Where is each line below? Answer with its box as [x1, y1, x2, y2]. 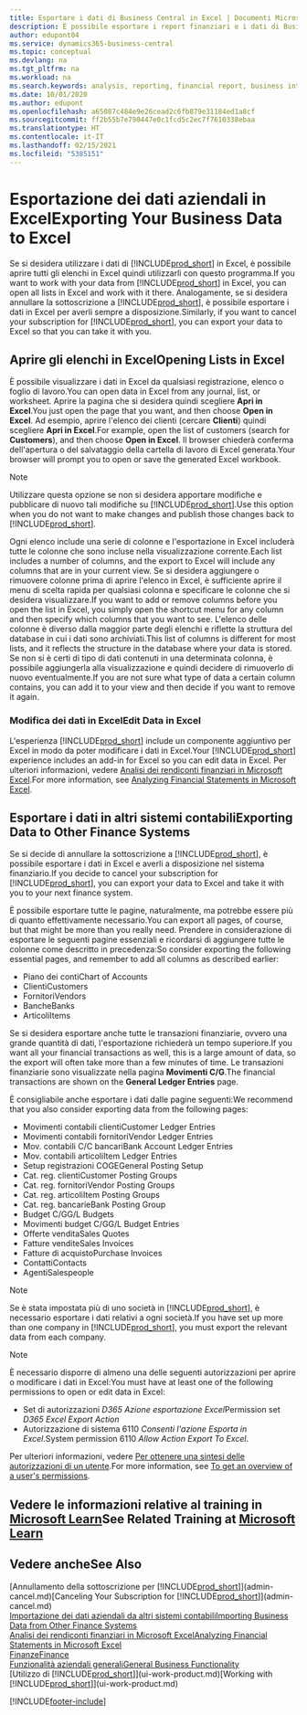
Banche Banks [22, 1000, 75, 1011]
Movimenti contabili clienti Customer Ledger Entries [22, 1121, 217, 1133]
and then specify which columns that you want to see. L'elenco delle [9, 614, 268, 625]
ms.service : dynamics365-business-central [9, 38, 174, 48]
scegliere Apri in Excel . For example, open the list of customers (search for [9, 425, 291, 436]
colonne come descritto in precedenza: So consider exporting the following [9, 944, 291, 955]
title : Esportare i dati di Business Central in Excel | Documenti [9, 13, 272, 23]
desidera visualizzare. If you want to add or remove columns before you [9, 595, 278, 606]
